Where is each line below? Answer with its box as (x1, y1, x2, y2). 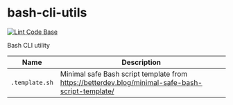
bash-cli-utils (7, 5, 87, 21)
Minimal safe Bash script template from (60, 69, 188, 79)
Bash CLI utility (7, 41, 51, 49)
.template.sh (10, 78, 54, 86)
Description (121, 57, 162, 67)
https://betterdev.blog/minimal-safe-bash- (60, 77, 202, 87)
